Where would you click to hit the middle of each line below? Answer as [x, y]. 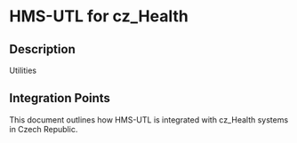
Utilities [23, 70]
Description [42, 49]
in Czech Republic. [44, 129]
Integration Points [60, 98]
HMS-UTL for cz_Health [99, 16]
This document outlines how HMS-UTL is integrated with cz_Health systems [149, 119]
